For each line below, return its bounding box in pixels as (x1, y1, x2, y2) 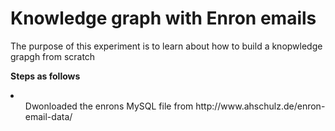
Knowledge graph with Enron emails (10, 7, 317, 30)
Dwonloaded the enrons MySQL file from (24, 100, 194, 112)
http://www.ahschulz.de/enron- (195, 100, 326, 112)
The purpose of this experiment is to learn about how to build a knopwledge (10, 40, 323, 52)
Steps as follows (10, 70, 81, 82)
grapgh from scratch (10, 50, 96, 62)
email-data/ (24, 110, 73, 122)
